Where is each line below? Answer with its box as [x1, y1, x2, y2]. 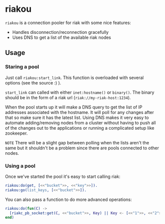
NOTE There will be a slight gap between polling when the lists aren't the [5, 140, 150, 145]
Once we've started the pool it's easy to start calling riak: [5, 173, 121, 179]
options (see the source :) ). [5, 80, 61, 85]
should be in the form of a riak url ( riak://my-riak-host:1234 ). [5, 94, 131, 100]
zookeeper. [5, 130, 28, 136]
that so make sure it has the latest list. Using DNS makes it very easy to [5, 114, 149, 120]
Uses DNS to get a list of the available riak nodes [12, 34, 111, 40]
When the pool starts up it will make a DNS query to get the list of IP [5, 104, 142, 110]
